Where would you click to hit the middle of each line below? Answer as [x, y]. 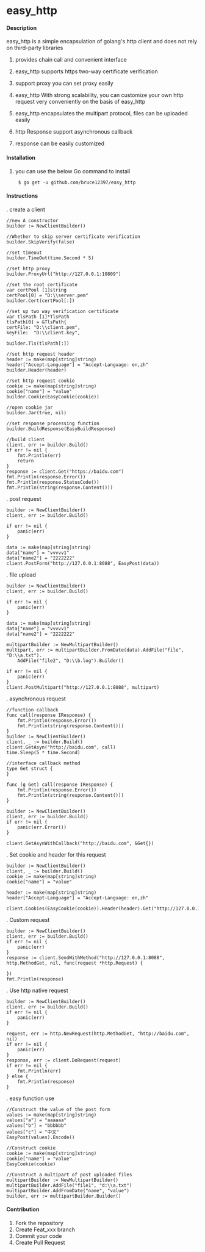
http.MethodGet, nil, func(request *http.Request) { [75, 963]
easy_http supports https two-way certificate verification [86, 71]
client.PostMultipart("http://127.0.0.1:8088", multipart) [83, 687]
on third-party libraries [35, 48]
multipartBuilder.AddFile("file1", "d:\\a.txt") [69, 1185]
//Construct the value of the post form [59, 1109]
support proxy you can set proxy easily [64, 84]
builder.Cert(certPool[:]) [41, 300]
